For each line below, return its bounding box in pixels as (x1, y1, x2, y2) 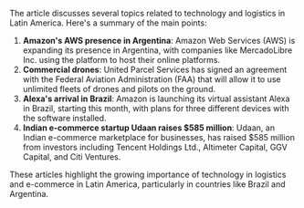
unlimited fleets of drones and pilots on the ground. (22, 84, 216, 94)
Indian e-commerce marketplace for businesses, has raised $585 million (22, 132, 295, 142)
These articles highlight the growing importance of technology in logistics (9, 169, 287, 180)
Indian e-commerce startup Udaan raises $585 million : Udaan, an (22, 122, 276, 133)
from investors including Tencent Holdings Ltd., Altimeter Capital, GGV (22, 141, 288, 152)
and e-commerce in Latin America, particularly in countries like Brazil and (9, 179, 286, 190)
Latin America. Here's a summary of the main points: (9, 17, 207, 28)
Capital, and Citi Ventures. (22, 151, 121, 162)
